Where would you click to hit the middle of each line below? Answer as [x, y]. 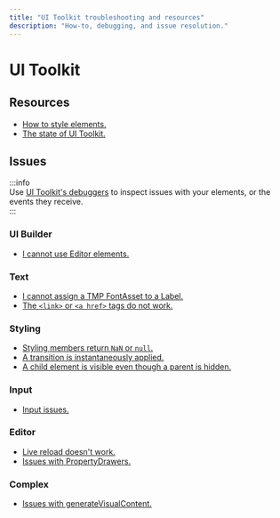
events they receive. [46, 202]
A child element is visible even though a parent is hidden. [127, 367]
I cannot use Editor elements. [76, 254]
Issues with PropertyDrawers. [76, 461]
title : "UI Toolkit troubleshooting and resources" [107, 17]
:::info [20, 182]
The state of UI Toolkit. [64, 134]
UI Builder [31, 234]
